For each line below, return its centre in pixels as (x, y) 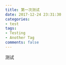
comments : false (22, 42)
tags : (11, 28)
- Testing (15, 33)
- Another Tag (20, 38)
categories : (17, 19)
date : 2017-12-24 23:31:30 (33, 14)
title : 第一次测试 (22, 10)
